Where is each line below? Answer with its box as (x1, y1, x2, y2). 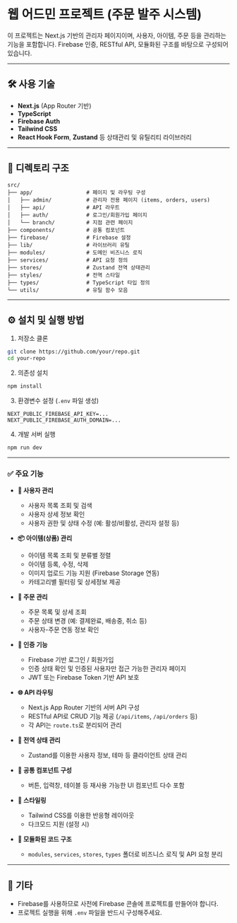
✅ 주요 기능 (7, 468, 44, 478)
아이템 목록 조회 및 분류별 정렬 (28, 551, 111, 559)
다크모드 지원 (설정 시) (28, 820, 90, 828)
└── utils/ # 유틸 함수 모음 (7, 286, 128, 294)
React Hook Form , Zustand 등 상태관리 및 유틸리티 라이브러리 (17, 132, 192, 141)
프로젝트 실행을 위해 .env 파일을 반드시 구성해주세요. (17, 908, 162, 917)
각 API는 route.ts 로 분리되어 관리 (28, 721, 122, 729)
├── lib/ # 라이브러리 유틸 (7, 241, 130, 248)
